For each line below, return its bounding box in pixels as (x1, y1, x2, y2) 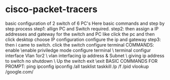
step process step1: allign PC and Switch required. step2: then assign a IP (5, 25, 159, 31)
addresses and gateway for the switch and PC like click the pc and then (5, 31, 155, 37)
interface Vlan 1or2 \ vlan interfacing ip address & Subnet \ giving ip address (5, 52, 165, 59)
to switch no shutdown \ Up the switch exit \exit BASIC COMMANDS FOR (5, 58, 158, 64)
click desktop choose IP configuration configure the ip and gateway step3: (5, 36, 161, 43)
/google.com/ (5, 68, 34, 74)
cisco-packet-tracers (5, 4, 98, 15)
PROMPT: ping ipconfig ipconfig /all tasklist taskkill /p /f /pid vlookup (5, 63, 149, 69)
